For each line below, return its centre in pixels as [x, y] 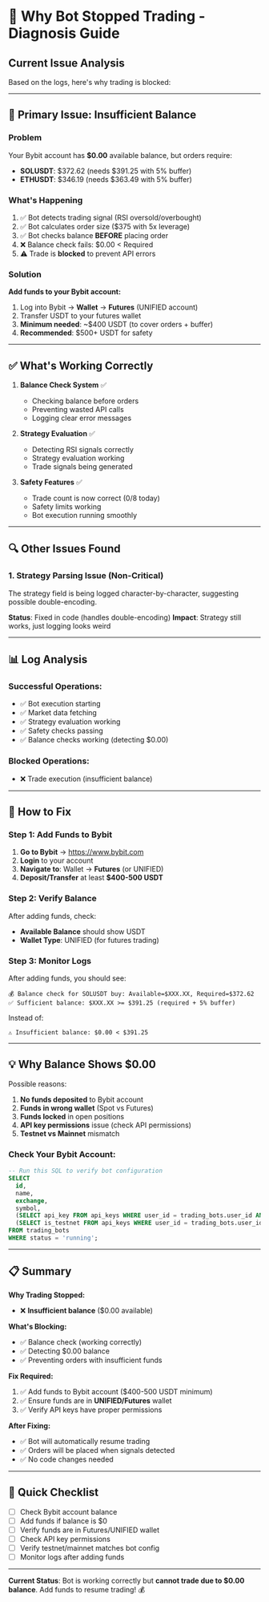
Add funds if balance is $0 [64, 1521]
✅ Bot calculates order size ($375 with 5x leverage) [105, 226]
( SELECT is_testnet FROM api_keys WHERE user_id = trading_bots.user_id [139, 1223]
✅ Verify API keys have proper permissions [91, 1410]
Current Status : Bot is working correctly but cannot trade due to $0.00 [126, 1580]
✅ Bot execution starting [60, 704]
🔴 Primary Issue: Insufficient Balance [102, 115]
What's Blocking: [38, 1326]
